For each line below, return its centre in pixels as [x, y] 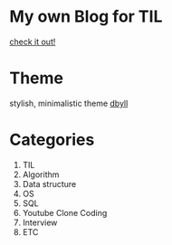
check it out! [33, 42]
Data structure [49, 184]
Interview [40, 222]
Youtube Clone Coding [65, 212]
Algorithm [41, 174]
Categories [52, 140]
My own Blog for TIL [86, 17]
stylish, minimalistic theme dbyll [69, 103]
